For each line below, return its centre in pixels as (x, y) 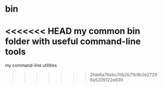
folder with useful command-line (73, 42)
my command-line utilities (31, 65)
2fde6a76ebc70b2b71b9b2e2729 (124, 75)
